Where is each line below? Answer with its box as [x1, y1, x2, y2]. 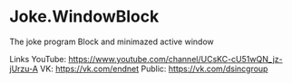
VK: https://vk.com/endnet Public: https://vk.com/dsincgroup [40, 63, 268, 74]
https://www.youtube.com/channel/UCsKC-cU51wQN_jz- [67, 53, 283, 64]
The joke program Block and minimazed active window [9, 36, 215, 47]
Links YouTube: [9, 53, 67, 64]
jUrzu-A [9, 63, 39, 74]
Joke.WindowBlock [9, 6, 160, 27]
